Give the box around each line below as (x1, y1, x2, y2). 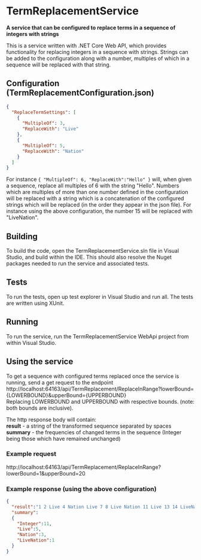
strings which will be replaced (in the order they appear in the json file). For (6, 201, 191, 208)
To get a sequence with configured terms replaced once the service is (6, 373, 179, 380)
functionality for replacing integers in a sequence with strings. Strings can (6, 48, 188, 55)
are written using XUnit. (6, 299, 65, 307)
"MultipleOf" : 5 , (22, 143, 66, 149)
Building (6, 231, 38, 241)
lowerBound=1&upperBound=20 (6, 470, 86, 477)
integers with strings (6, 30, 59, 37)
